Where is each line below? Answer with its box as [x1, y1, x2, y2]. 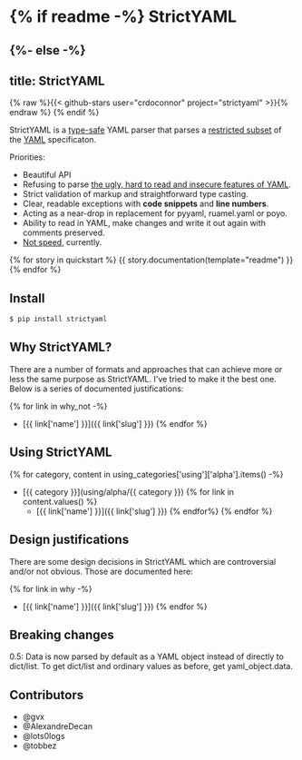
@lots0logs [22, 731, 65, 742]
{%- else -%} [9, 43, 86, 58]
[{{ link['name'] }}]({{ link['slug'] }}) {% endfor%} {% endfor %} [35, 506, 273, 517]
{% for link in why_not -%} [9, 400, 108, 411]
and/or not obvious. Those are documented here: [9, 566, 193, 577]
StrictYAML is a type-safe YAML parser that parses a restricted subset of [9, 124, 282, 135]
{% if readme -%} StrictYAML [9, 6, 238, 27]
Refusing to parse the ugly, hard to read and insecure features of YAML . [22, 179, 292, 190]
